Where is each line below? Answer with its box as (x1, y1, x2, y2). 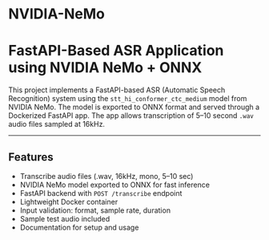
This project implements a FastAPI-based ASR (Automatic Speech (8, 85, 226, 95)
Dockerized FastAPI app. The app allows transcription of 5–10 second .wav (8, 111, 254, 120)
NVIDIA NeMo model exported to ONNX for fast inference (19, 180, 211, 189)
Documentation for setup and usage (19, 222, 139, 232)
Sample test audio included (19, 214, 110, 223)
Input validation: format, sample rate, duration (19, 205, 171, 215)
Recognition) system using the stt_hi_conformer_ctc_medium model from (8, 94, 247, 104)
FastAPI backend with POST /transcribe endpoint (19, 188, 183, 197)
